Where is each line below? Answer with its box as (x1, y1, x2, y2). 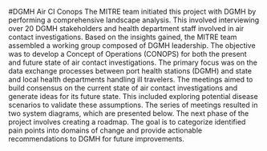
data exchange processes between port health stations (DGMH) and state (8, 66, 253, 75)
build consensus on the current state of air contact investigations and (8, 83, 238, 93)
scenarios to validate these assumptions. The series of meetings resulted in (8, 100, 258, 109)
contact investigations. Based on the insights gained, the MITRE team (8, 32, 237, 42)
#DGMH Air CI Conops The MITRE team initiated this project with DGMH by (8, 7, 257, 16)
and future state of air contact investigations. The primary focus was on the (8, 58, 258, 67)
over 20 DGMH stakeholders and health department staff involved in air (8, 24, 245, 33)
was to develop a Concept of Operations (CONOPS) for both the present (8, 50, 247, 58)
